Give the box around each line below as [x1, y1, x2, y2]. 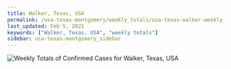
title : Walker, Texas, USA [7, 10, 85, 17]
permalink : [7, 16, 38, 23]
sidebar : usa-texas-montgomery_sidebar [7, 36, 122, 42]
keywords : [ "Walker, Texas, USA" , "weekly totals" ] [7, 29, 158, 36]
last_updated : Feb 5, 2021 [7, 23, 85, 29]
